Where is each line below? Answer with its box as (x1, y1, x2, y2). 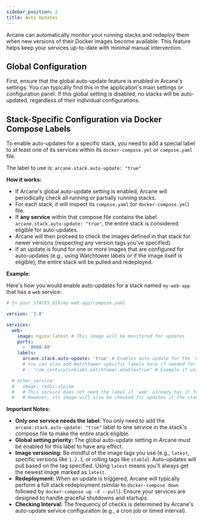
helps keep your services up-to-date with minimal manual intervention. (6, 44, 182, 51)
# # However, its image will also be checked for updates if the (11, 394, 185, 401)
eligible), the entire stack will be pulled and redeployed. (14, 258, 153, 266)
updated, (6, 97, 29, 104)
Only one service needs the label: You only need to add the (14, 417, 165, 424)
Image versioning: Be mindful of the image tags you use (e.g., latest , (14, 449, 190, 457)
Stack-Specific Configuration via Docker (6, 114, 162, 125)
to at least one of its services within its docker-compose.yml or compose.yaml (6, 146, 193, 154)
